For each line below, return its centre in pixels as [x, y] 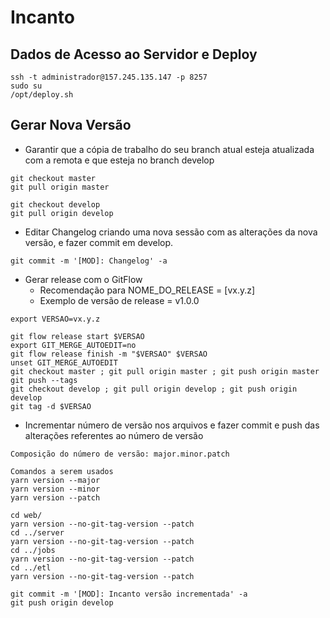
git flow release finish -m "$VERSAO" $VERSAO [109, 354]
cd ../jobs [33, 550]
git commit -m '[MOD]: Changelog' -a [89, 261]
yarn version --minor [55, 489]
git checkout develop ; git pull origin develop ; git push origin [154, 389]
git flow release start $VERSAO [77, 336]
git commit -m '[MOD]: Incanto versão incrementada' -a [129, 594]
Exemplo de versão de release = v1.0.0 [119, 300]
